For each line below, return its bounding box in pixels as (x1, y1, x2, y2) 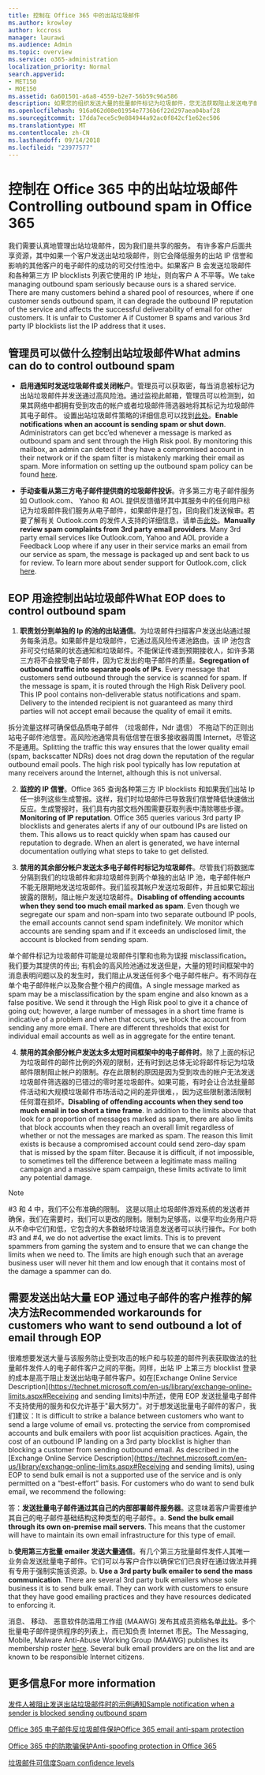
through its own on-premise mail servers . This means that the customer (8, 1522, 246, 1531)
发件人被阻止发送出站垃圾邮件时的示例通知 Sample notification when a (8, 1699, 235, 1709)
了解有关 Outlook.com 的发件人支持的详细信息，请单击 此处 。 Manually (26, 516, 256, 525)
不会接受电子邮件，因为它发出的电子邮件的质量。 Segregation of (40, 656, 250, 665)
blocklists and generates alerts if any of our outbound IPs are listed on (19, 821, 248, 831)
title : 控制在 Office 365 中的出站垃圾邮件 (8, 11, 140, 20)
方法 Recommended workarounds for (18, 1306, 203, 1320)
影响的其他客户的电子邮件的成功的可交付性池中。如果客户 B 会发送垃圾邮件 (8, 261, 252, 271)
